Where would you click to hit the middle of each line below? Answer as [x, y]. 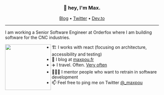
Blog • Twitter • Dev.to [82, 19]
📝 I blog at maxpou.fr [73, 59]
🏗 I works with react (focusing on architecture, [100, 47]
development [65, 77]
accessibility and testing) [77, 54]
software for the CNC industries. [38, 38]
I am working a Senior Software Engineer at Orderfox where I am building [79, 32]
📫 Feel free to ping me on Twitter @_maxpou [97, 83]
